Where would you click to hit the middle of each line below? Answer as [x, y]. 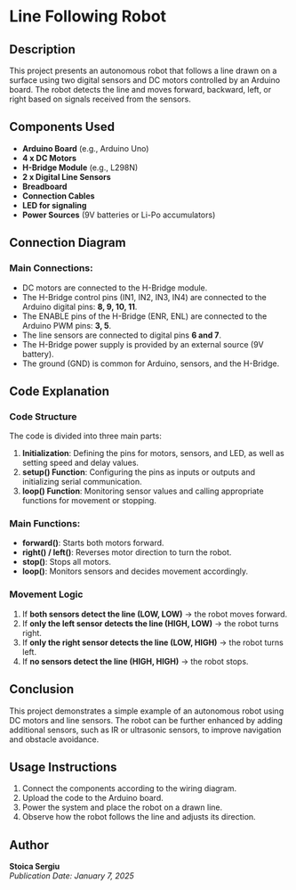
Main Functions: [45, 524]
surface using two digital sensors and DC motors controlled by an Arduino [145, 80]
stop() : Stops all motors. [67, 562]
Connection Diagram [68, 243]
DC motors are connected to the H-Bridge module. [115, 288]
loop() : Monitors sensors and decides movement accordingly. [135, 571]
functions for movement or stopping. [89, 501]
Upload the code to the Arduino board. [92, 798]
